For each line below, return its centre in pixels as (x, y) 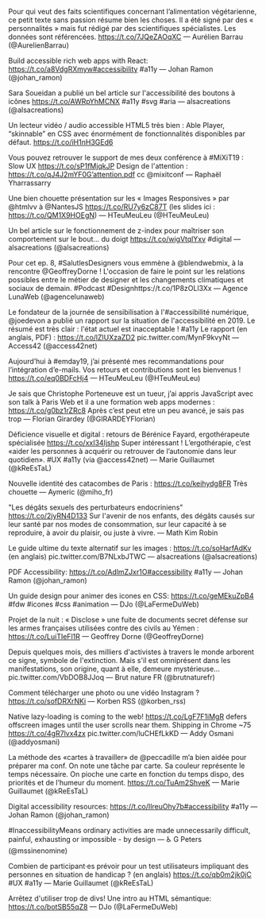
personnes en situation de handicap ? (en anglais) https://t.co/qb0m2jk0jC (130, 874)
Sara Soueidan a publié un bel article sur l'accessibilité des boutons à (122, 93)
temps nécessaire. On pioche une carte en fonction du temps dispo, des (126, 774)
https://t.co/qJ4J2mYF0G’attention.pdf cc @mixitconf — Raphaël (115, 174)
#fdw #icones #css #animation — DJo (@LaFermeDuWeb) (104, 604)
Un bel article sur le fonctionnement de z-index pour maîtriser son (116, 231)
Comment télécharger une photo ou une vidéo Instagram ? (104, 692)
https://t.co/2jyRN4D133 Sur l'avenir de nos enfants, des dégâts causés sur (132, 516)
